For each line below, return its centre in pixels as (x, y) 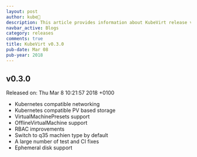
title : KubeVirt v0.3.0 (35, 45)
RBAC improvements (39, 129)
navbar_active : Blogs (33, 28)
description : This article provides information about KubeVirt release (97, 22)
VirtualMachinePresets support (52, 117)
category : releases (30, 33)
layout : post (22, 11)
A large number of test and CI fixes (57, 142)
